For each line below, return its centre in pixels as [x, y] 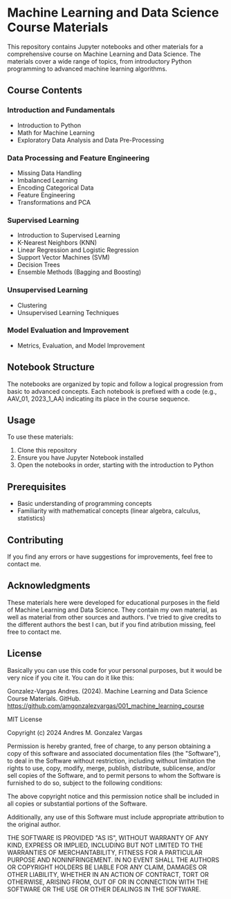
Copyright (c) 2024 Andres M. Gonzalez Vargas [75, 732]
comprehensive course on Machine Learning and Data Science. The [104, 54]
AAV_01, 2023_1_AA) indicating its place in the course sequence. [99, 399]
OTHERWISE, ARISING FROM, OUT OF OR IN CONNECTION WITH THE [108, 882]
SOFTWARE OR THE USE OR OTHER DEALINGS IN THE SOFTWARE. [104, 889]
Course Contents [45, 90]
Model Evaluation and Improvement [68, 330]
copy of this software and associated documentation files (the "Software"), [114, 753]
